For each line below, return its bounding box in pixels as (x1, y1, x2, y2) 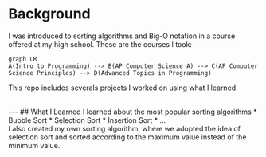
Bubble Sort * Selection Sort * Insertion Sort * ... (8, 115, 166, 124)
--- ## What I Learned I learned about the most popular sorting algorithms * (8, 107, 257, 116)
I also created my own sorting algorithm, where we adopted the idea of (8, 124, 241, 133)
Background (8, 5, 91, 23)
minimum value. (8, 140, 61, 150)
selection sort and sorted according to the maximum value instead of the (8, 132, 247, 142)
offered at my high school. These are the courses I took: (8, 39, 193, 49)
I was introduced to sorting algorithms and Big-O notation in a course (8, 31, 236, 41)
